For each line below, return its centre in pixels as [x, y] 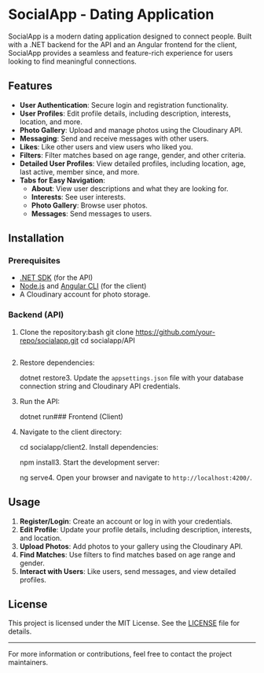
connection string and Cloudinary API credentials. [100, 386]
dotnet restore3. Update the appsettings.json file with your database [131, 377]
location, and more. [51, 121]
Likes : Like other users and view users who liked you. [106, 146]
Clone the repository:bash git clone [77, 332]
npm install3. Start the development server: [89, 462]
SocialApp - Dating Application [111, 15]
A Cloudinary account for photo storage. [85, 294]
